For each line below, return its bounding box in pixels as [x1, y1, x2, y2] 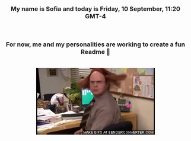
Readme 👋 [81, 48, 110, 56]
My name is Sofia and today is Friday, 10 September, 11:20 [10, 5, 181, 13]
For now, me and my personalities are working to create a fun [5, 40, 186, 49]
